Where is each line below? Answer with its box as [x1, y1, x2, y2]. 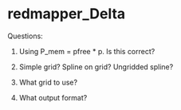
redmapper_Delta [7, 5, 126, 23]
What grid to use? [18, 77, 77, 87]
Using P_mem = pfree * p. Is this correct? [18, 46, 155, 56]
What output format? [18, 92, 88, 102]
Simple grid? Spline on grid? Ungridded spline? [18, 61, 174, 72]
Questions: [7, 31, 43, 41]
